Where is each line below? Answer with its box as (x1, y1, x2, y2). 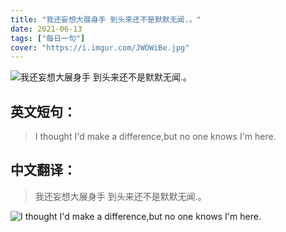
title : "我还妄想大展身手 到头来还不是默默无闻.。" (10, 14, 202, 25)
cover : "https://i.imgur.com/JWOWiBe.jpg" (10, 42, 190, 53)
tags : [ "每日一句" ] (10, 33, 86, 43)
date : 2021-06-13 (10, 24, 83, 34)
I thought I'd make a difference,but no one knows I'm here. (34, 131, 277, 143)
